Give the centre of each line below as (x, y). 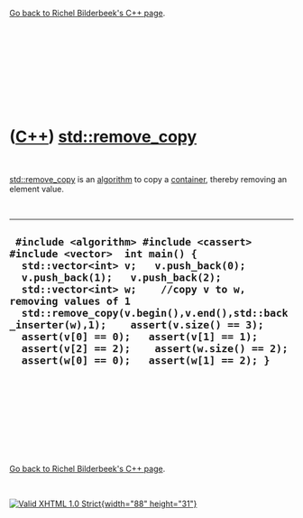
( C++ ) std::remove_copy (103, 137)
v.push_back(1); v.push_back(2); (121, 277)
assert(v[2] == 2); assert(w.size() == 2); (155, 349)
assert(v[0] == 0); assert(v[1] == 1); (140, 337)
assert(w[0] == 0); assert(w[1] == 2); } (146, 361)
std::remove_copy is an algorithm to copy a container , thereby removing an (148, 179)
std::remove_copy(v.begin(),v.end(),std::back (155, 313)
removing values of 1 (70, 301)
